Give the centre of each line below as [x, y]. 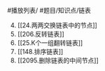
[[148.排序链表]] [40, 52]
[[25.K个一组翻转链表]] [50, 43]
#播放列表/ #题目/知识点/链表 [49, 10]
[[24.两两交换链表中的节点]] [57, 25]
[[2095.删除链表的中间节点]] [58, 60]
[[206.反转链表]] [41, 34]
